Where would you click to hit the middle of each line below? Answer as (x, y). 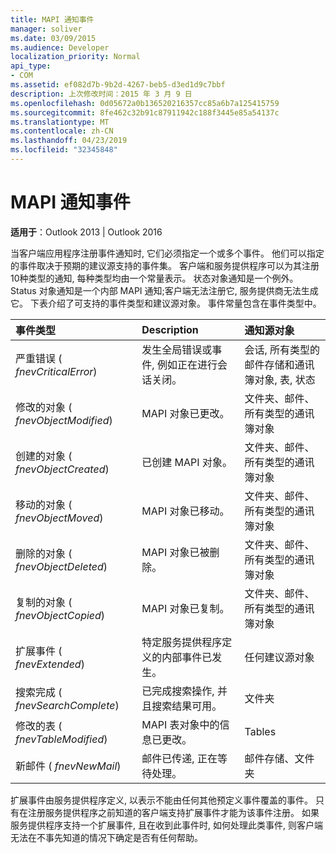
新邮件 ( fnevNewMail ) (68, 766)
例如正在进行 (187, 364)
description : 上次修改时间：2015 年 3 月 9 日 (101, 94)
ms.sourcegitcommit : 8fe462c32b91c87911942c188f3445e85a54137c (145, 112)
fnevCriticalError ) (56, 371)
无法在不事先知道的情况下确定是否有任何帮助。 (106, 837)
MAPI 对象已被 (175, 552)
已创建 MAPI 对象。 (187, 462)
